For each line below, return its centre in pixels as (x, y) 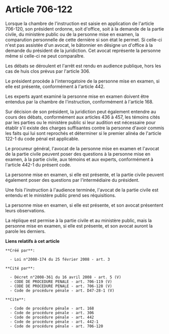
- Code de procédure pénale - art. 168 (52, 308)
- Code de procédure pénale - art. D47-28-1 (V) (62, 290)
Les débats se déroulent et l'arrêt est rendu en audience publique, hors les (83, 66)
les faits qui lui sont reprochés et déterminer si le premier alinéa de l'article (83, 133)
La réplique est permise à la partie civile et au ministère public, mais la (79, 220)
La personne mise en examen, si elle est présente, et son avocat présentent (84, 205)
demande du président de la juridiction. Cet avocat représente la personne (83, 50)
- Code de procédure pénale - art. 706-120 (56, 326)
